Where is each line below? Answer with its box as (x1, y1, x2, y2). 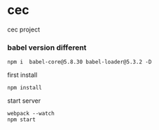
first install (7, 71, 38, 79)
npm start (7, 116, 36, 124)
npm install (7, 85, 42, 92)
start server (7, 96, 41, 105)
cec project (7, 25, 41, 34)
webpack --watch (7, 110, 55, 117)
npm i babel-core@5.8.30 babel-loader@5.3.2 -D (7, 59, 152, 66)
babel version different (7, 43, 87, 52)
